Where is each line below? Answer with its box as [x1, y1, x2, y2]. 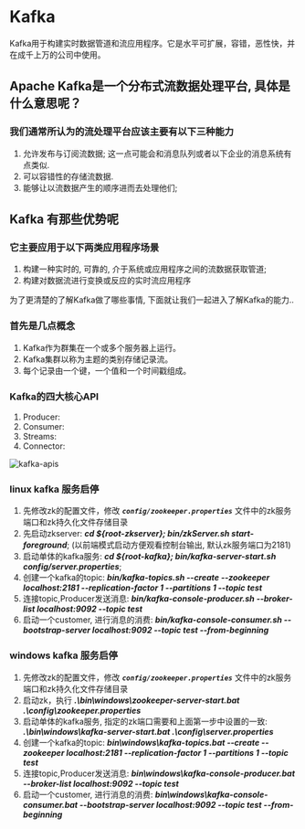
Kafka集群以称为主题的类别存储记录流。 [22, 354, 174, 365]
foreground [22, 539, 68, 550]
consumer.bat [22, 799, 79, 810]
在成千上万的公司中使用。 [9, 48, 106, 60]
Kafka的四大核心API [9, 390, 99, 403]
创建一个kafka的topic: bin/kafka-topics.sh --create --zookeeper [22, 572, 270, 583]
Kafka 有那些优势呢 [9, 212, 119, 228]
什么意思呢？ [9, 96, 82, 112]
